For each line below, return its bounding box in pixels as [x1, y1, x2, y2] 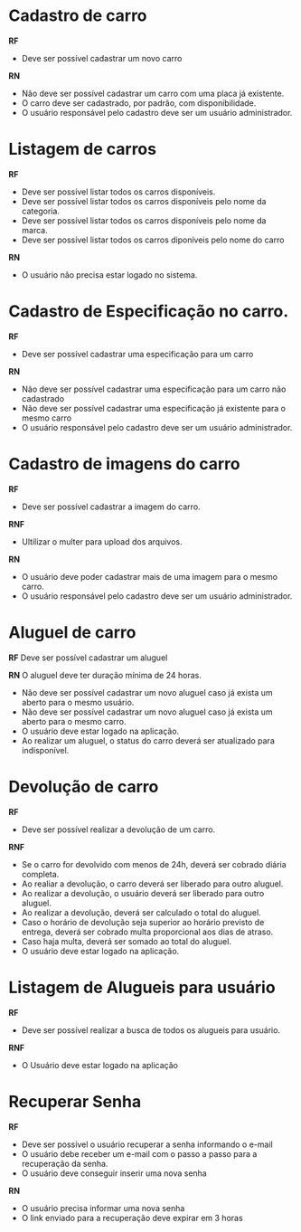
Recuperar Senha [8, 1091, 142, 1112]
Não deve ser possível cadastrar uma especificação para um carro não [21, 384, 287, 394]
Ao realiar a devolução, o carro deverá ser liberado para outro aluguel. [21, 878, 284, 889]
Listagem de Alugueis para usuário [8, 977, 277, 998]
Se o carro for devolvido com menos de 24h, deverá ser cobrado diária [21, 858, 287, 869]
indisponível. [21, 744, 70, 755]
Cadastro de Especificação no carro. [8, 301, 289, 322]
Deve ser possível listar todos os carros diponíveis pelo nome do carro [21, 234, 285, 245]
